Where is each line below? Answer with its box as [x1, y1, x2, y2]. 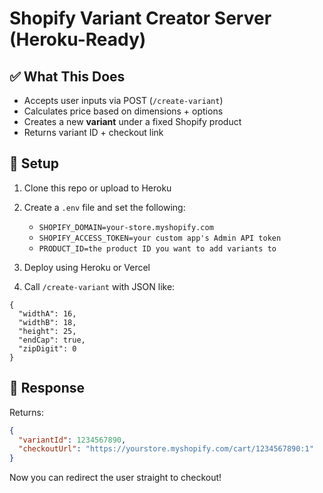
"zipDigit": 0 [18, 343, 77, 354]
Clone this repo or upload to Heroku [23, 182, 172, 194]
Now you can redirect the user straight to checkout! [9, 472, 222, 484]
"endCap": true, [18, 335, 86, 345]
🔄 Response [9, 380, 86, 397]
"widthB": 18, [18, 317, 77, 327]
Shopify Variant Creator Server [9, 7, 272, 30]
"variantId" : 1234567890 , [18, 435, 127, 445]
